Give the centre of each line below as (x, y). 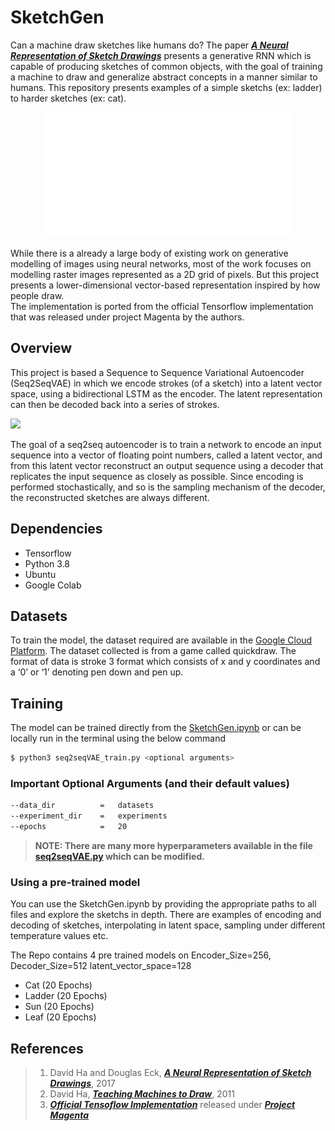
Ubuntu (40, 574)
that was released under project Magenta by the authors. (127, 317)
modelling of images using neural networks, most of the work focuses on (161, 263)
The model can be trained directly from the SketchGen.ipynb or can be (156, 728)
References (47, 1048)
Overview (41, 348)
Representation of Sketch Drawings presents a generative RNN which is (161, 55)
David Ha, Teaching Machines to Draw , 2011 (142, 1094)
